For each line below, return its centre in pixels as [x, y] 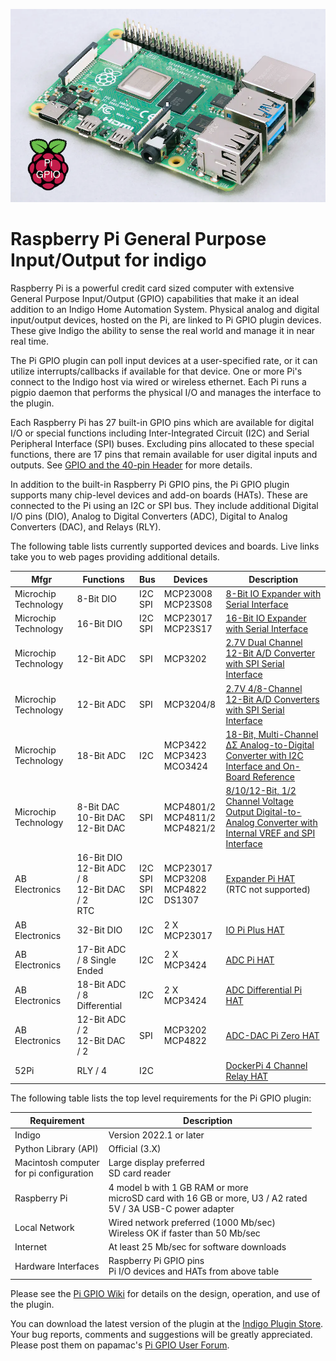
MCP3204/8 [190, 705]
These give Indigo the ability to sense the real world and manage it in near [163, 331]
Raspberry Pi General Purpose [138, 239]
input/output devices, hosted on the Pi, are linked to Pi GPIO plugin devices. [166, 320]
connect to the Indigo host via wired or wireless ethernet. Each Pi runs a [158, 382]
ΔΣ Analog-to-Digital [270, 745]
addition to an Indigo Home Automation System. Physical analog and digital [165, 310]
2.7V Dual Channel [264, 643]
